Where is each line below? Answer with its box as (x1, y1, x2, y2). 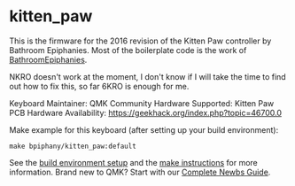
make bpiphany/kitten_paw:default (9, 142, 137, 151)
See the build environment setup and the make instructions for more (9, 157, 259, 167)
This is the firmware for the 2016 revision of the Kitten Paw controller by (9, 35, 272, 46)
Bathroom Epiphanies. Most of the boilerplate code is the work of (9, 44, 247, 55)
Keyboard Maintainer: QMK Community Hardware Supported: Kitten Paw (9, 97, 275, 108)
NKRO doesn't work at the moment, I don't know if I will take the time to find (9, 71, 286, 81)
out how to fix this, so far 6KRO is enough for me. (9, 81, 190, 91)
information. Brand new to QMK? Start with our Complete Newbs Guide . (9, 167, 271, 177)
